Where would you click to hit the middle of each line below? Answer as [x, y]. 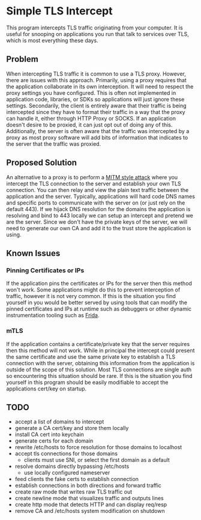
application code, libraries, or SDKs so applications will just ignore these [95, 99]
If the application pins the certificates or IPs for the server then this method [99, 284]
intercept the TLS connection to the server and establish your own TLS [94, 184]
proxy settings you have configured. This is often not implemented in [91, 93]
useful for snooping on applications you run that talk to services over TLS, [97, 34]
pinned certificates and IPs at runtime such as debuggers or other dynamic [99, 309]
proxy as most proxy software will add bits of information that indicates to [97, 137]
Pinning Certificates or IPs [45, 270]
